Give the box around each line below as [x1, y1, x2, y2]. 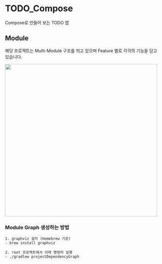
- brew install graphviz [5, 241, 55, 245]
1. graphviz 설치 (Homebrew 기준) [5, 236, 71, 242]
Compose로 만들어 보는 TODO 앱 [5, 20, 69, 25]
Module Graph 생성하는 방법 [5, 224, 70, 231]
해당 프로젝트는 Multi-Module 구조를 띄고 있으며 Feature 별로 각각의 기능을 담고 [5, 47, 157, 54]
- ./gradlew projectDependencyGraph [5, 254, 79, 259]
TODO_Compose [5, 3, 73, 14]
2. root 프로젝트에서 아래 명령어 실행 [5, 250, 72, 255]
